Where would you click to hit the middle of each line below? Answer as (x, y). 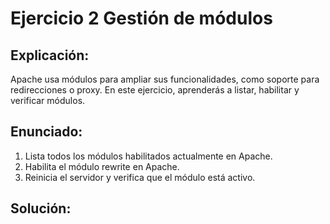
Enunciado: (46, 132)
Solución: (41, 208)
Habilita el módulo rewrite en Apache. (102, 166)
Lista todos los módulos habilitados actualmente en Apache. (148, 156)
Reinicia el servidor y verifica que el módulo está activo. (140, 177)
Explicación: (50, 55)
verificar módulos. (48, 100)
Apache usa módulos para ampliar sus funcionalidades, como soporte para (165, 79)
